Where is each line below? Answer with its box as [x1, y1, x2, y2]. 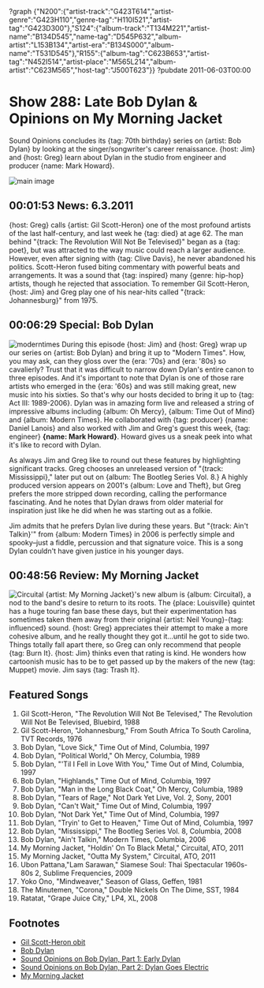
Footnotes [9, 916, 60, 930]
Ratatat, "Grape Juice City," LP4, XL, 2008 [20, 893, 158, 903]
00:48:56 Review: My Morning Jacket [9, 568, 199, 582]
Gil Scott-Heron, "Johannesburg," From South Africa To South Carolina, [20, 726, 251, 735]
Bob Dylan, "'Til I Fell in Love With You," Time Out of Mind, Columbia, [20, 759, 244, 769]
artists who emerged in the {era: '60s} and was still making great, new [9, 381, 237, 391]
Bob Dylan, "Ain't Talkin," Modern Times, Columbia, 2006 [20, 835, 206, 844]
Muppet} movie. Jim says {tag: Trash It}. [9, 665, 140, 675]
